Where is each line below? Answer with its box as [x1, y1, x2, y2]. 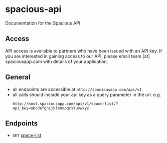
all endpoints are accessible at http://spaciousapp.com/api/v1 [12, 86, 142, 92]
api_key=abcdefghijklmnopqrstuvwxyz [12, 105, 89, 110]
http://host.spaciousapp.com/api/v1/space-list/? [12, 101, 119, 106]
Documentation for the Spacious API [5, 20, 81, 26]
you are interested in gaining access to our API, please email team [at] [5, 53, 150, 59]
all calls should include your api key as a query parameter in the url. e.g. [12, 91, 161, 97]
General [5, 73, 31, 81]
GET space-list [12, 132, 42, 138]
